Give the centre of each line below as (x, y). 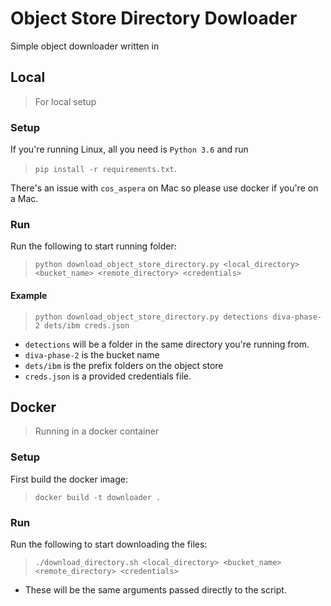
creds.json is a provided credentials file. (108, 376)
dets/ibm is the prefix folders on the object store (124, 365)
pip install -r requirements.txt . (105, 169)
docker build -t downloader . (98, 497)
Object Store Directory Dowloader (154, 18)
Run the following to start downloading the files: (109, 544)
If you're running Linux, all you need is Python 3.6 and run (129, 149)
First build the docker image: (69, 479)
